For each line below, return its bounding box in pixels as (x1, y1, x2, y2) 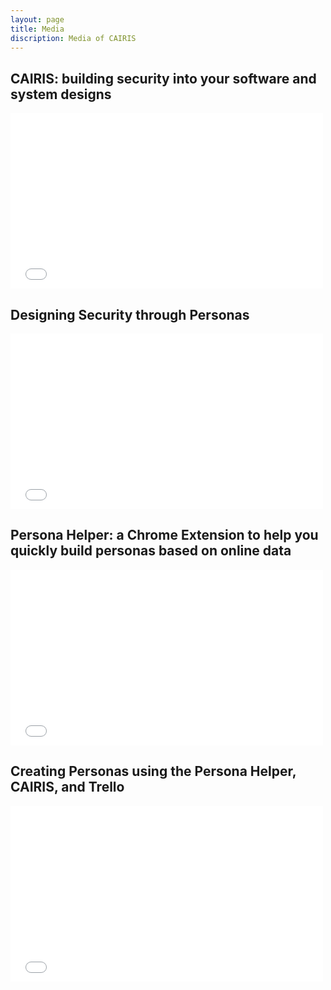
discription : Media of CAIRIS (10, 33, 137, 43)
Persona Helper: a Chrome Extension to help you (10, 527, 319, 544)
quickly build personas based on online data (10, 542, 292, 560)
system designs (10, 86, 112, 103)
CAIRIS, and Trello (10, 779, 125, 796)
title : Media (10, 24, 65, 34)
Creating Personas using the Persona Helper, (10, 763, 297, 780)
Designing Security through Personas (10, 306, 250, 323)
